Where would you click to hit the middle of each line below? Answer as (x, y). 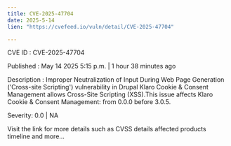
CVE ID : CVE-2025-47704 (46, 52)
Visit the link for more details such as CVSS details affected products (107, 129)
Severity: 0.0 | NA (33, 115)
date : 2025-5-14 (31, 20)
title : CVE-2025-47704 (40, 14)
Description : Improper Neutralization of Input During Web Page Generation (116, 80)
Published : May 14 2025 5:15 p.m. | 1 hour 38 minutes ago (92, 66)
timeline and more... (36, 136)
